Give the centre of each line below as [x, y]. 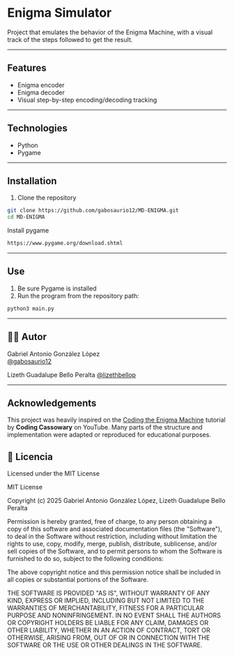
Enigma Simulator [60, 13]
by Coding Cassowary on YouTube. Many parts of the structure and [105, 427]
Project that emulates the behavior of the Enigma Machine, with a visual [110, 32]
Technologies [38, 128]
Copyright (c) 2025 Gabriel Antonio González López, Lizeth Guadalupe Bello [116, 501]
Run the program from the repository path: [78, 295]
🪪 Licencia [30, 456]
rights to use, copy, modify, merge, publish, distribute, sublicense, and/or [112, 544]
